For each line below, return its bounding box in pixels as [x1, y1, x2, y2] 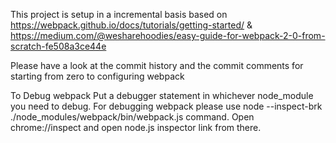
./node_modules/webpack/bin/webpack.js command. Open [10, 111, 255, 123]
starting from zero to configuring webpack [10, 70, 185, 82]
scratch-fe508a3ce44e [10, 40, 107, 52]
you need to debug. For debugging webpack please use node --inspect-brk [10, 100, 323, 112]
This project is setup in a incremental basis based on [10, 9, 228, 20]
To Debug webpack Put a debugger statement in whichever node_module [10, 90, 314, 101]
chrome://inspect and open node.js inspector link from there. [10, 122, 262, 133]
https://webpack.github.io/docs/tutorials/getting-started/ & [10, 19, 253, 31]
